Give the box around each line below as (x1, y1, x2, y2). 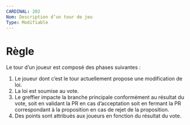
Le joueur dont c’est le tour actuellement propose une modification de (14, 75, 183, 82)
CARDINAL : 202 (6, 8, 41, 15)
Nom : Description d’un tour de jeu (6, 14, 93, 20)
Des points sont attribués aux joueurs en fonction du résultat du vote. (14, 112, 182, 120)
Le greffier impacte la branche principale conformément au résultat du (14, 94, 184, 101)
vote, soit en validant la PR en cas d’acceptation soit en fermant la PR (14, 100, 181, 107)
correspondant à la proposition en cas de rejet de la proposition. (14, 106, 170, 113)
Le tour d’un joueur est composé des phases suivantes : (6, 64, 141, 71)
